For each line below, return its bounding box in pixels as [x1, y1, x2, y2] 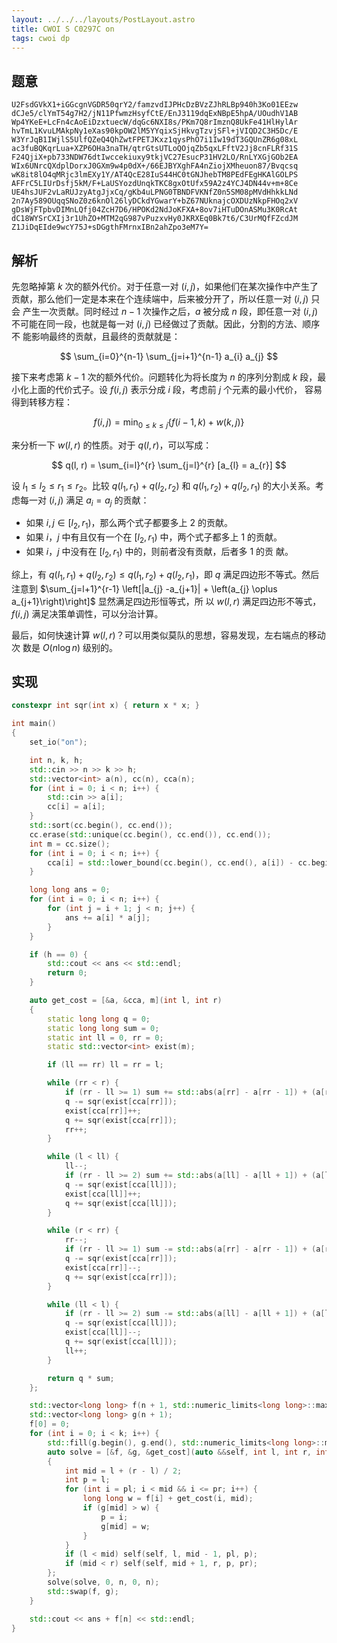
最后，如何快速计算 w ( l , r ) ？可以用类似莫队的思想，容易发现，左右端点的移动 [11, 629, 326, 641]
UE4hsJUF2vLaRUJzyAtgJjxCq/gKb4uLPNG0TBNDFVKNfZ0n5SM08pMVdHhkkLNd [11, 187, 299, 198]
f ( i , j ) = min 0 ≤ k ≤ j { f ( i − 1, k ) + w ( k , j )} [93, 416, 245, 430]
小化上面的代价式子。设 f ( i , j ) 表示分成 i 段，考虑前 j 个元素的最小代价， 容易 [11, 384, 323, 395]
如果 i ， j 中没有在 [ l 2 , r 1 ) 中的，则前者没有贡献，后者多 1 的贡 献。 [25, 545, 294, 560]
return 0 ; [47, 968, 88, 978]
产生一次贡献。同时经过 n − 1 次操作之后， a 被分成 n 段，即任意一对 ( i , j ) [22, 306, 319, 317]
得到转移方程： [11, 396, 73, 408]
